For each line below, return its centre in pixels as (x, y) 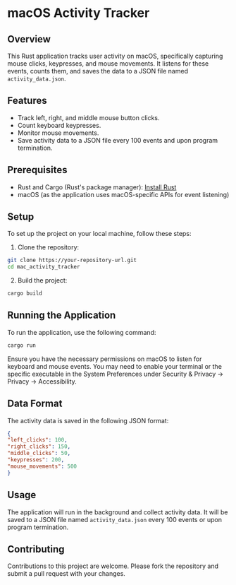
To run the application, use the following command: (82, 332)
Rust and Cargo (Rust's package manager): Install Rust (97, 187)
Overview (29, 39)
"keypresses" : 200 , (36, 460)
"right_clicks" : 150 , (39, 447)
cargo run (22, 345)
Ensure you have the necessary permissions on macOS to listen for (105, 359)
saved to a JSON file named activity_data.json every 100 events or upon (115, 519)
